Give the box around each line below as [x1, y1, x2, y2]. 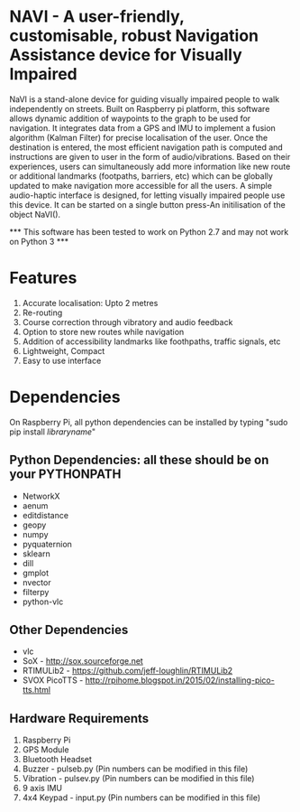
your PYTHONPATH [9, 467, 122, 482]
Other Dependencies [9, 622, 129, 638]
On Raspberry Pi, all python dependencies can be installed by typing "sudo [9, 416, 288, 427]
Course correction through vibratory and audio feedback [22, 316, 233, 327]
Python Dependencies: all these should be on [9, 453, 269, 468]
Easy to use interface [22, 355, 102, 366]
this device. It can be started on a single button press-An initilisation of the [9, 199, 286, 210]
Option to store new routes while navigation [22, 326, 185, 337]
